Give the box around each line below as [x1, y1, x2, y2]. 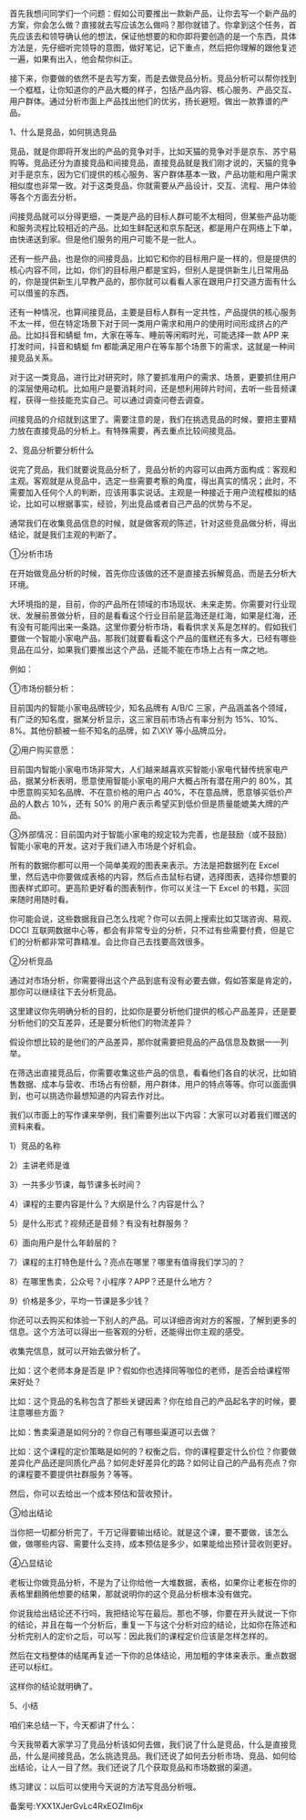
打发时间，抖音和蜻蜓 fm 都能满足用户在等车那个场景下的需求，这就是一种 [9, 341, 288, 351]
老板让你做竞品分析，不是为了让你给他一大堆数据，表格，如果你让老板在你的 [9, 1577, 297, 1587]
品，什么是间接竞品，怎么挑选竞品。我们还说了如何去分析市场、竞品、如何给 [9, 1751, 297, 1761]
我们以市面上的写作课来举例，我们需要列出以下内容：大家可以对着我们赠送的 [9, 1109, 297, 1120]
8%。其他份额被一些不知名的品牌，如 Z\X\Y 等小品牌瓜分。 [9, 725, 232, 736]
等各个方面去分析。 [9, 192, 82, 203]
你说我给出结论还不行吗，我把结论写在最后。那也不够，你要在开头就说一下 [9, 1608, 289, 1618]
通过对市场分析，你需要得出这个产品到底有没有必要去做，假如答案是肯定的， [9, 975, 297, 985]
